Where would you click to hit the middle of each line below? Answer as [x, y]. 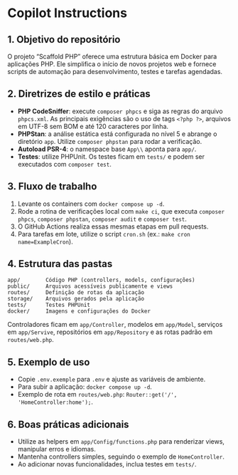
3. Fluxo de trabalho [52, 187]
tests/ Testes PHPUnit [49, 305]
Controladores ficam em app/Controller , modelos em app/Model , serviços [115, 325]
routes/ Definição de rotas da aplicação [76, 293]
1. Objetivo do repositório [64, 40]
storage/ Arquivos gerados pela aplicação [76, 299]
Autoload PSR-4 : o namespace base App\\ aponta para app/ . [107, 149]
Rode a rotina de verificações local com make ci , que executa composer [121, 211]
